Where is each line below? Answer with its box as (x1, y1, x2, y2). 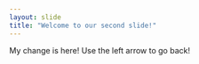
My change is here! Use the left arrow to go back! (9, 45, 191, 55)
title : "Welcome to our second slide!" (9, 21, 157, 30)
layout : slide (9, 12, 62, 22)
